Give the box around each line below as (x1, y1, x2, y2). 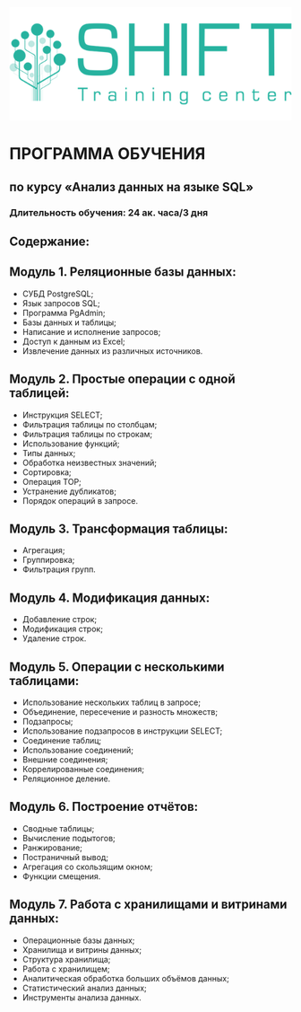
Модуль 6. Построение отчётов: (9, 799, 199, 814)
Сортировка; (21, 466, 72, 478)
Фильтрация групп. (21, 564, 96, 575)
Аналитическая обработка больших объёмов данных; (21, 972, 230, 983)
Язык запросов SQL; (21, 297, 100, 308)
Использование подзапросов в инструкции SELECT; (21, 726, 223, 736)
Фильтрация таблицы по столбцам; (21, 418, 158, 429)
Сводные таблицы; (21, 823, 95, 833)
